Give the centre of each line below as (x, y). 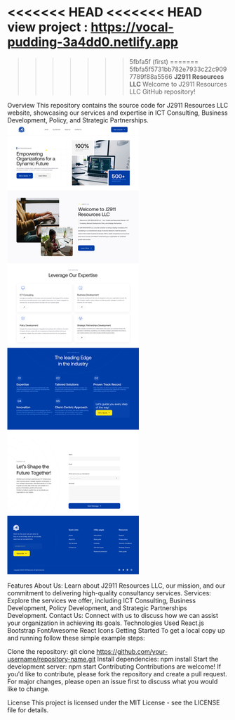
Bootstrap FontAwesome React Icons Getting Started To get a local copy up (116, 630)
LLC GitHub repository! (162, 91)
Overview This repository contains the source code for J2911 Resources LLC (118, 105)
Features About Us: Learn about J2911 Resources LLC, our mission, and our (116, 586)
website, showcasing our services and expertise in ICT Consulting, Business (117, 113)
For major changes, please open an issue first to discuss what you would (113, 681)
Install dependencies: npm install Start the (158, 659)
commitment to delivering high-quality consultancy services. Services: (109, 593)
